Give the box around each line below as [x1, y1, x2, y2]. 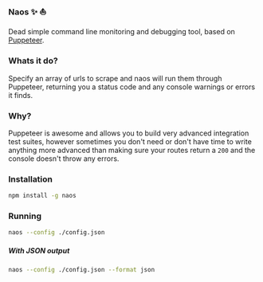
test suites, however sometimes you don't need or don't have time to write [8, 136, 253, 146]
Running [8, 210, 42, 221]
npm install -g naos [8, 192, 77, 200]
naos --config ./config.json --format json [8, 266, 155, 274]
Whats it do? [8, 55, 58, 66]
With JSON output [8, 245, 70, 255]
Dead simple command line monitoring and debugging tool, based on [8, 27, 235, 37]
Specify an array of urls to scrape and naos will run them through [8, 73, 222, 83]
